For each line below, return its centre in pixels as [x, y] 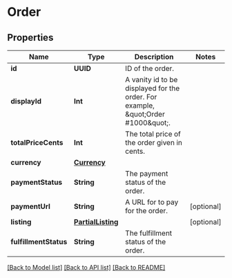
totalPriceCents [37, 142]
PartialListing [96, 222]
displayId [26, 101]
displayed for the [153, 88]
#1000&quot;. [148, 123]
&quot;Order [145, 114]
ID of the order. [150, 68]
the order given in [154, 142]
